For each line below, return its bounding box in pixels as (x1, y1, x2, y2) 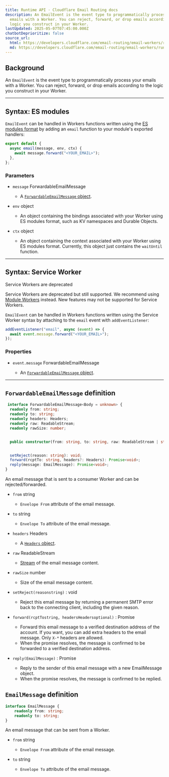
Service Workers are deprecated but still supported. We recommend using (5, 291, 159, 297)
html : (10, 40, 22, 45)
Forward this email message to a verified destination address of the (20, 624, 160, 630)
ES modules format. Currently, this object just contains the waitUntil (20, 243, 162, 249)
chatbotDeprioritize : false (5, 31, 64, 36)
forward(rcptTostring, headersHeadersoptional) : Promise (12, 614, 135, 620)
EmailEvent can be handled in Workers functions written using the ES (5, 121, 148, 127)
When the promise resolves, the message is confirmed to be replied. (20, 676, 162, 682)
